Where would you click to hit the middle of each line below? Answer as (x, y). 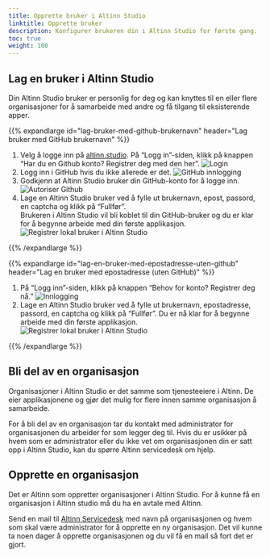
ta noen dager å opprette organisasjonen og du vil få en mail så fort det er (131, 536)
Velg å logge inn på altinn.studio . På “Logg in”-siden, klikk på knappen (137, 155)
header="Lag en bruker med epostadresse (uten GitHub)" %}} (112, 272)
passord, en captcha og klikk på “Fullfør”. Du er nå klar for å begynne (135, 313)
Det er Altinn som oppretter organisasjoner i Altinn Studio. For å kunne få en (134, 494)
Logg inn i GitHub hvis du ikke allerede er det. (96, 172)
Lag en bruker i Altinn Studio (81, 79)
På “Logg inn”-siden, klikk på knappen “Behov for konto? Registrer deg (137, 287)
